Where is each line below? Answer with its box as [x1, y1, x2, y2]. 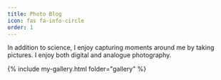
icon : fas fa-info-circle [7, 17, 84, 24]
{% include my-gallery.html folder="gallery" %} [7, 65, 147, 74]
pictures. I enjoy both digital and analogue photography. [7, 51, 172, 59]
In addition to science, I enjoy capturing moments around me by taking [7, 44, 215, 52]
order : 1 [7, 24, 34, 31]
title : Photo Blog [7, 10, 62, 18]
